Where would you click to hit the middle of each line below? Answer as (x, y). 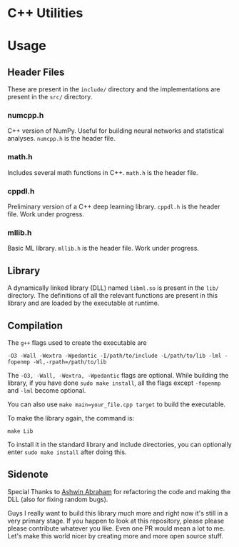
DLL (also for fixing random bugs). (58, 499)
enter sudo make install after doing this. (67, 452)
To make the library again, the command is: (71, 418)
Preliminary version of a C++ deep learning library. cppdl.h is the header (114, 207)
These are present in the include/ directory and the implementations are (114, 89)
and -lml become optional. (47, 390)
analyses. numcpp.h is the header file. (61, 139)
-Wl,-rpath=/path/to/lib (70, 362)
